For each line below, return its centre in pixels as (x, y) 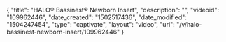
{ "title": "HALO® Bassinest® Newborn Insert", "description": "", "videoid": (113, 10)
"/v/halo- (189, 24)
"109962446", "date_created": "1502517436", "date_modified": (97, 17)
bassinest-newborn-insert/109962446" (63, 32)
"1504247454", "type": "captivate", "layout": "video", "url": (91, 24)
